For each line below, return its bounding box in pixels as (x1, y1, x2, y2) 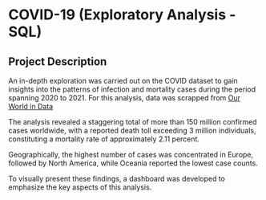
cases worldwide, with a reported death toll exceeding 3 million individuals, (8, 126, 256, 135)
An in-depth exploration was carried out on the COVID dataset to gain (8, 76, 238, 85)
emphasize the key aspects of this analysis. (8, 182, 152, 192)
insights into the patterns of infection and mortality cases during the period (8, 84, 256, 94)
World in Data (8, 102, 54, 111)
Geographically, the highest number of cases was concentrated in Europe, (8, 150, 254, 159)
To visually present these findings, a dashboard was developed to (8, 174, 226, 183)
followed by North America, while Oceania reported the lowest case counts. (8, 158, 258, 168)
